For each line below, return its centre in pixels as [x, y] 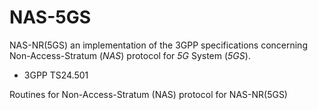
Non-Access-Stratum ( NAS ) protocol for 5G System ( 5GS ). [130, 55]
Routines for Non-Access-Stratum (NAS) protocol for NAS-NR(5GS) [148, 94]
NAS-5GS [50, 17]
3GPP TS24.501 [56, 75]
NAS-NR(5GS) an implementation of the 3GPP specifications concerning [158, 45]
